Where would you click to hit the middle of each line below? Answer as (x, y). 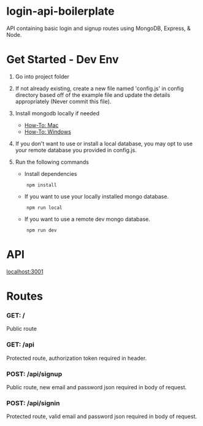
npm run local (44, 207)
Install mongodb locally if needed (57, 113)
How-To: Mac (41, 125)
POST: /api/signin (33, 403)
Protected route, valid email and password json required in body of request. (102, 416)
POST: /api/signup (34, 374)
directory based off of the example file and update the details (93, 95)
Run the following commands (52, 162)
